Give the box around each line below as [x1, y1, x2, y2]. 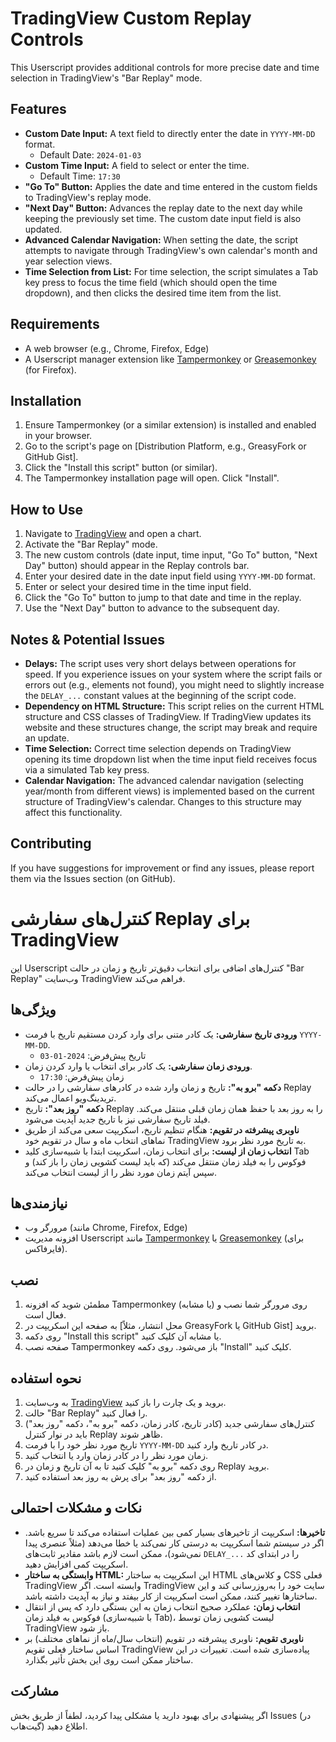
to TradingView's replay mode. [24, 191, 152, 203]
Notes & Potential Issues [10, 631, 166, 648]
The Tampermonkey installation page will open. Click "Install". [24, 472, 280, 484]
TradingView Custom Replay [10, 7, 252, 30]
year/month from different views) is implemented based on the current [24, 785, 315, 797]
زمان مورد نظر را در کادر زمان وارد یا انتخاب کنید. [24, 1450, 208, 1461]
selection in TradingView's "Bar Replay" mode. [10, 72, 203, 84]
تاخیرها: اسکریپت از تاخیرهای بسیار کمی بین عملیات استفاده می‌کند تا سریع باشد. [24, 1526, 326, 1538]
